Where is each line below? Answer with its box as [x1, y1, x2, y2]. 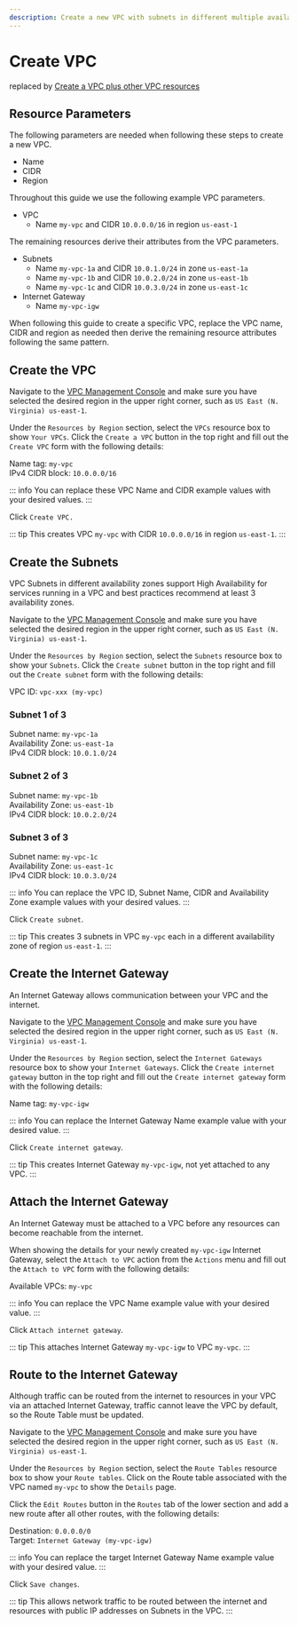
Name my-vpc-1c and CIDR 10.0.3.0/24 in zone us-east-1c [35, 281, 248, 293]
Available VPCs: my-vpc [9, 1280, 93, 1291]
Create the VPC [9, 362, 97, 377]
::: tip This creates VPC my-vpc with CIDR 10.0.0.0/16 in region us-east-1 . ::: [9, 529, 286, 540]
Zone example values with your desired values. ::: [9, 896, 191, 907]
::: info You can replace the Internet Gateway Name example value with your [9, 1115, 286, 1126]
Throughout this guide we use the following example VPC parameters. [9, 193, 266, 203]
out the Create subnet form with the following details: [9, 670, 204, 679]
